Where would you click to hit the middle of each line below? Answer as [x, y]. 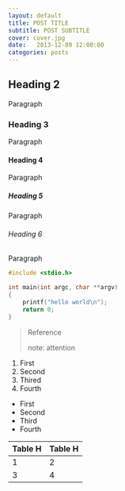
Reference [44, 332]
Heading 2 [34, 85]
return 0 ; [39, 309]
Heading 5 [26, 195]
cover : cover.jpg [37, 38]
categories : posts [38, 52]
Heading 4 [26, 160]
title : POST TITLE [38, 23]
